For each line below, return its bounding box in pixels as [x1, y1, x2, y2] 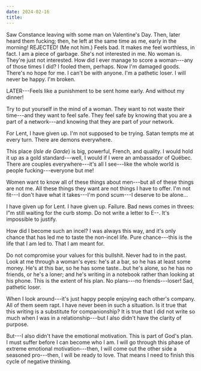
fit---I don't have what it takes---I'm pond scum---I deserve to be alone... [6, 191, 188, 198]
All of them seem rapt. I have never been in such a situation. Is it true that [6, 301, 187, 309]
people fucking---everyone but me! [6, 166, 94, 174]
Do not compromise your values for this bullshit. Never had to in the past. [6, 252, 187, 259]
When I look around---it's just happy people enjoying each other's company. [6, 295, 196, 302]
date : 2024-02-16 [6, 8, 50, 15]
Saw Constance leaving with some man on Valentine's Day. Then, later [6, 31, 181, 38]
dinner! [6, 94, 24, 101]
